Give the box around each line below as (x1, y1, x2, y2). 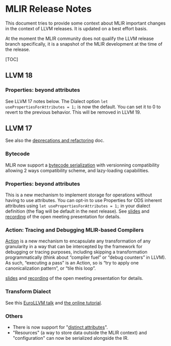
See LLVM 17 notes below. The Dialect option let (5, 98, 108, 104)
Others (5, 312, 23, 319)
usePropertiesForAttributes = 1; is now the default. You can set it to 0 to (5, 104, 161, 110)
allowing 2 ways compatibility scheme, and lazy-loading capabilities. (5, 167, 150, 173)
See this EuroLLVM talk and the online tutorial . (5, 299, 102, 306)
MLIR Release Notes (5, 3, 92, 15)
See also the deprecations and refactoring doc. (5, 137, 105, 144)
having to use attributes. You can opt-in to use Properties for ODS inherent (5, 197, 162, 203)
